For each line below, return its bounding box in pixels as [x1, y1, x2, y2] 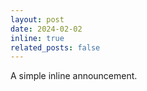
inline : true [10, 33, 65, 43]
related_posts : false [10, 42, 101, 53]
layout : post [10, 14, 65, 25]
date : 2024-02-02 [10, 24, 83, 34]
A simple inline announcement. [10, 70, 138, 82]
